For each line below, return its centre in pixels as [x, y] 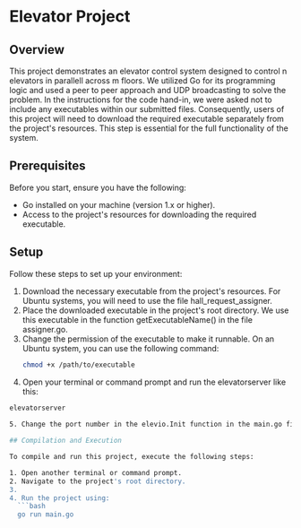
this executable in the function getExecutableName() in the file [138, 319]
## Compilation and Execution [66, 441]
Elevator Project [70, 17]
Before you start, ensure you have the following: [98, 187]
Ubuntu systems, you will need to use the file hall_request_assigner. [147, 300]
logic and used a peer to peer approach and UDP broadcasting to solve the [148, 90]
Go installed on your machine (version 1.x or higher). [119, 204]
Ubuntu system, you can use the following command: [120, 348]
